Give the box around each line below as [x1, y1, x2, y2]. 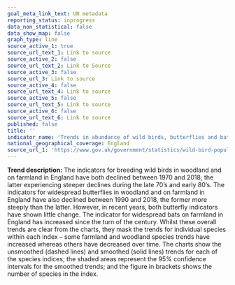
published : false [7, 120, 58, 128]
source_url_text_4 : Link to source [7, 88, 111, 95]
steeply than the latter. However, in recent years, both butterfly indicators [7, 203, 218, 211]
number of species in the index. [7, 270, 99, 278]
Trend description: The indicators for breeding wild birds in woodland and [7, 166, 222, 174]
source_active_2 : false [7, 56, 77, 63]
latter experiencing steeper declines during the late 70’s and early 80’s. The [7, 181, 225, 189]
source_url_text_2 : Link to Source [7, 62, 111, 69]
